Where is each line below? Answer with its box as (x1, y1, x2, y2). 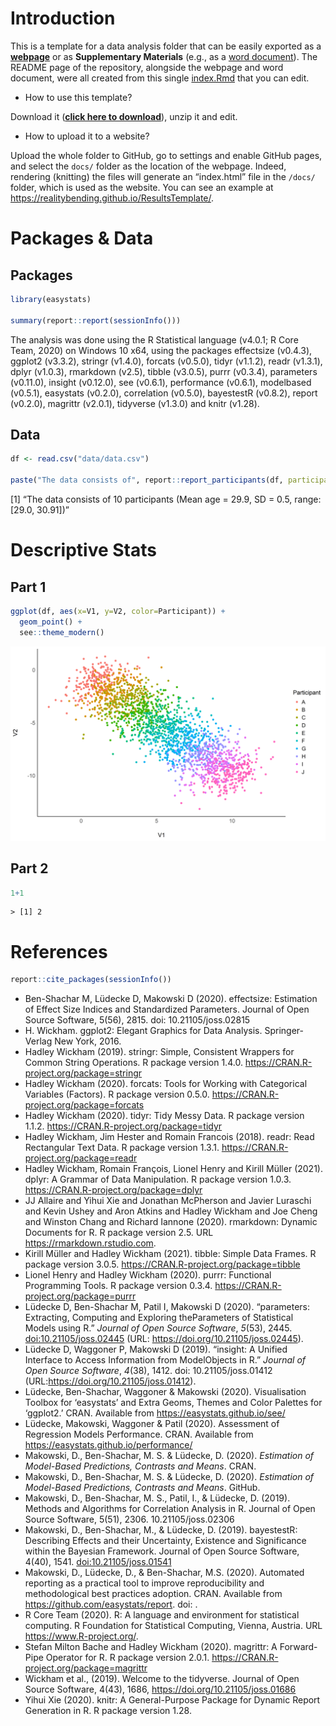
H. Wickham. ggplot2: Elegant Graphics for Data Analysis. (24, 1025, 263, 1037)
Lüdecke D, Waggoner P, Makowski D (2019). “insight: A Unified (24, 1343, 288, 1356)
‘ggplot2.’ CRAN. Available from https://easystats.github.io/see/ (24, 1407, 286, 1419)
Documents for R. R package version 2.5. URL (24, 1227, 214, 1239)
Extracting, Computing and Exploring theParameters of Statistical (24, 1312, 294, 1324)
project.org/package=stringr (24, 1067, 143, 1079)
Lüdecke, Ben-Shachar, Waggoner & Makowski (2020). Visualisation (24, 1386, 307, 1398)
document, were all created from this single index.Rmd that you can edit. (10, 72, 310, 84)
